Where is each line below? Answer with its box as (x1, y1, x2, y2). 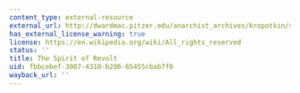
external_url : (9, 21, 62, 30)
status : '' (9, 46, 50, 55)
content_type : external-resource (9, 12, 134, 22)
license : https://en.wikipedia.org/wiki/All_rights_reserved (9, 37, 242, 47)
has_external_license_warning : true (9, 29, 146, 38)
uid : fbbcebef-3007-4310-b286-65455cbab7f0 (9, 63, 174, 72)
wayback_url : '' (9, 71, 70, 80)
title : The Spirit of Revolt (9, 54, 118, 63)
